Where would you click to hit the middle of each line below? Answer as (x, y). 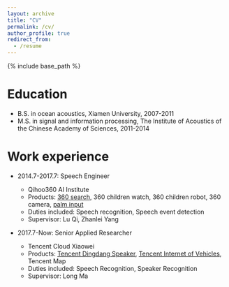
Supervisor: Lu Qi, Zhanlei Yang (73, 219)
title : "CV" (24, 20)
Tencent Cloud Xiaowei (61, 246)
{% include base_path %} (44, 66)
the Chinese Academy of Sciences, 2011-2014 (83, 128)
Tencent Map (47, 261)
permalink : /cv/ (31, 27)
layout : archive (31, 14)
